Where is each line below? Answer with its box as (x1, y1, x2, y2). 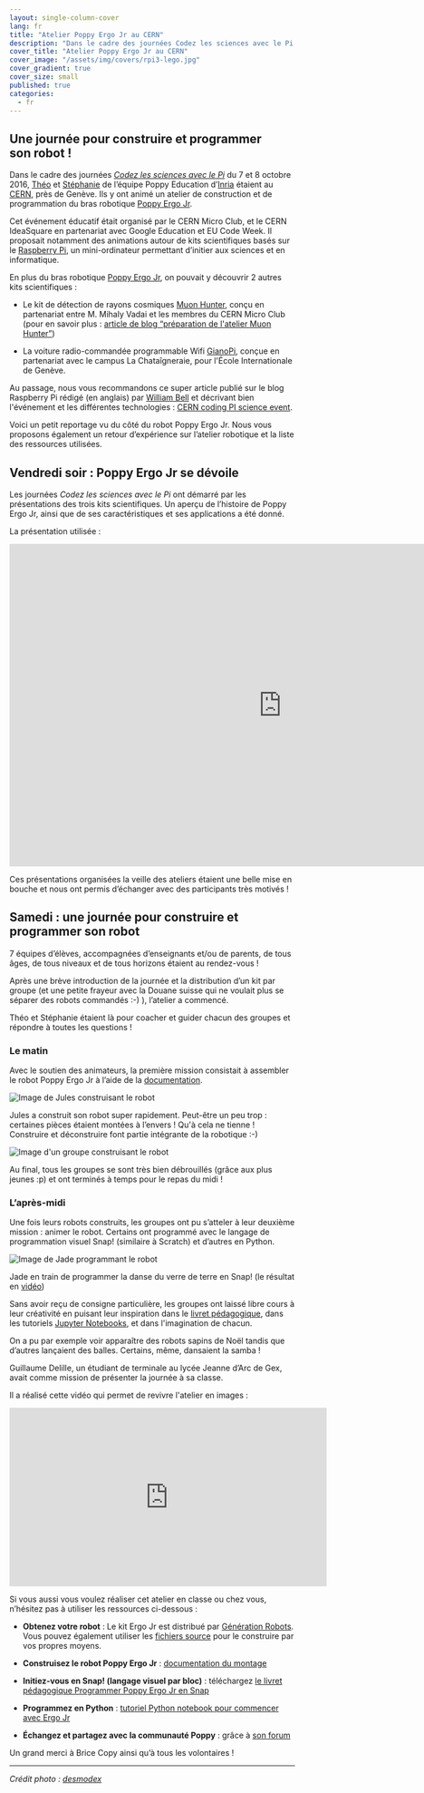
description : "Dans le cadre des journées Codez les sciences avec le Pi (9, 38, 294, 48)
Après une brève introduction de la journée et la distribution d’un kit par (9, 975, 276, 986)
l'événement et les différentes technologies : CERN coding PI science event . (9, 402, 293, 413)
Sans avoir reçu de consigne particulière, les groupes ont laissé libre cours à (9, 1299, 295, 1310)
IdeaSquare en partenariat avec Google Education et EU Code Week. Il (9, 226, 273, 237)
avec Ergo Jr (22, 1712, 71, 1723)
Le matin (9, 1044, 48, 1057)
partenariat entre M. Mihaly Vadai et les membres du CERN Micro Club (22, 309, 285, 320)
